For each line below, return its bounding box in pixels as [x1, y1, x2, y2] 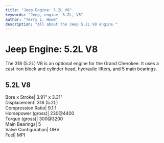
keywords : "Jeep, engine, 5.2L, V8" [5, 12, 83, 17]
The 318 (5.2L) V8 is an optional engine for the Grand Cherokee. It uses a [5, 61, 159, 67]
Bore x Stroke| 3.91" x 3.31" [5, 94, 63, 100]
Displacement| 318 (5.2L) [5, 100, 58, 105]
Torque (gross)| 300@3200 [5, 116, 63, 122]
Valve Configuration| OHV [5, 127, 60, 132]
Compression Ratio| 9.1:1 [5, 105, 57, 111]
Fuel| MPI [5, 132, 26, 138]
